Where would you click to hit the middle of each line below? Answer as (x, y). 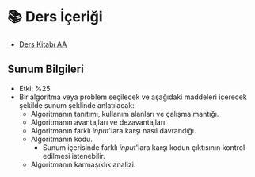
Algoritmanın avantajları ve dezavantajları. (99, 122)
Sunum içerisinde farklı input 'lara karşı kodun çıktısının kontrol (144, 147)
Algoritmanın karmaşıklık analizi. (83, 164)
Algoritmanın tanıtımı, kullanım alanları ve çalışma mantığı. (125, 114)
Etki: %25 (34, 88)
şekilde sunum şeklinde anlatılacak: (77, 105)
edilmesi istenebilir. (74, 156)
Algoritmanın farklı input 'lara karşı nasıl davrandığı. (113, 130)
